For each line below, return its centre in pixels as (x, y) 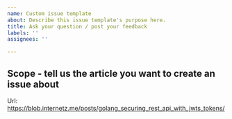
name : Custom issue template (49, 13)
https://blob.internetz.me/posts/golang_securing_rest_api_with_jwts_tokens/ (116, 108)
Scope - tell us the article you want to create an (111, 73)
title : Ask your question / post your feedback (77, 26)
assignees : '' (28, 39)
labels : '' (23, 33)
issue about (33, 84)
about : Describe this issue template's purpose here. (87, 20)
